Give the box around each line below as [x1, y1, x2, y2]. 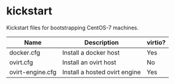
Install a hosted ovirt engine [62, 68, 141, 76]
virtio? [147, 38, 166, 46]
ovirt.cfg [9, 58, 33, 67]
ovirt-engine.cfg [9, 68, 56, 76]
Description [84, 38, 119, 46]
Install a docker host [62, 48, 120, 56]
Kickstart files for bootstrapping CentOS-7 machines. [6, 24, 139, 31]
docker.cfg [9, 48, 41, 56]
